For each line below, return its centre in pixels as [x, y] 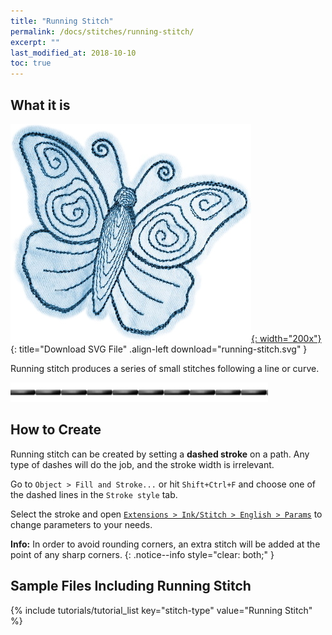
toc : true [31, 63]
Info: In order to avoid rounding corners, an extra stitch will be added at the [165, 544]
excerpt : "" [35, 42]
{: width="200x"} [286, 338]
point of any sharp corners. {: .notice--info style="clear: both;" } [142, 554]
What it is [40, 105]
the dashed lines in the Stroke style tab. [94, 494]
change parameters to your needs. [81, 524]
